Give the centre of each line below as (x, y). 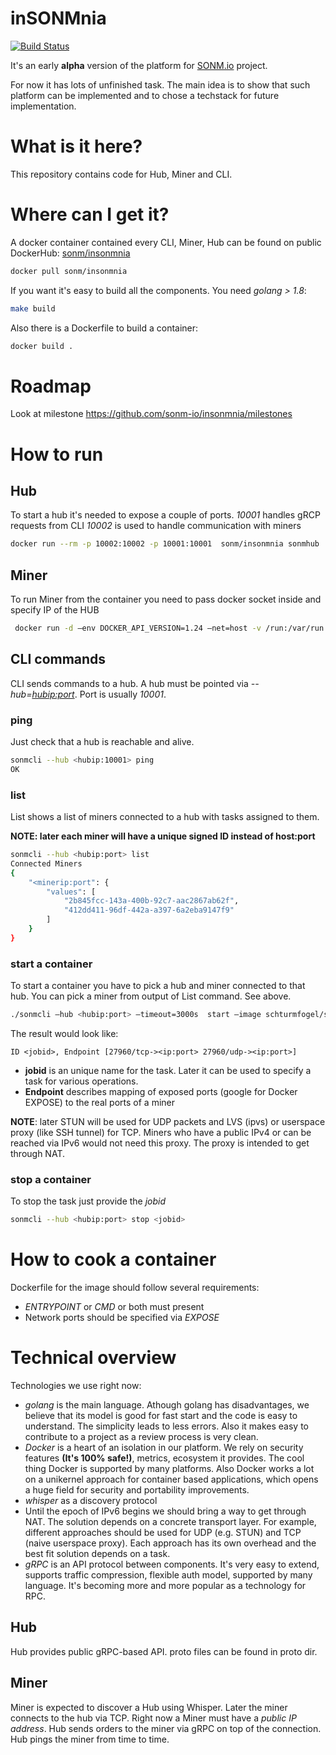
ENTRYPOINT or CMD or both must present (114, 1307)
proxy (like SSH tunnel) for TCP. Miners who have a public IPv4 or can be (161, 1133)
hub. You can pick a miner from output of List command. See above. (151, 996)
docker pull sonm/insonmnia (69, 271)
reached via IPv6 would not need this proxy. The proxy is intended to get (160, 1143)
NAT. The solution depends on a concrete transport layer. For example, (170, 1522)
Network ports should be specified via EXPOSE (122, 1318)
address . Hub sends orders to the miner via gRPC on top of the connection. (166, 1728)
